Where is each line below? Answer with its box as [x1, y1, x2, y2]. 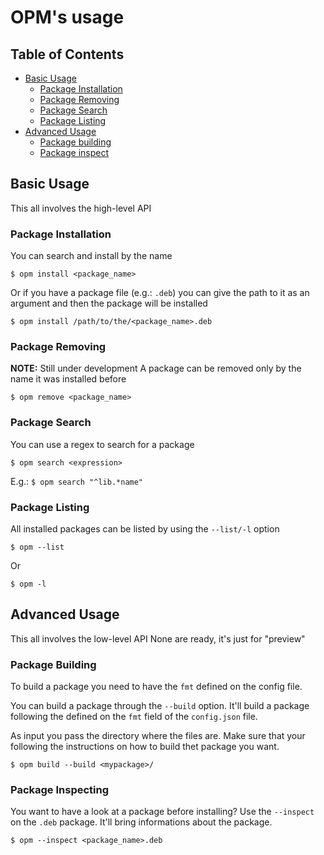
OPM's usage [10, 6, 125, 29]
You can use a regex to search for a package [10, 438, 195, 450]
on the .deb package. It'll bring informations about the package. [10, 816, 273, 828]
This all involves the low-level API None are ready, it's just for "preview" [10, 632, 306, 645]
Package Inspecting [10, 783, 110, 797]
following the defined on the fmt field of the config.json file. [10, 711, 258, 723]
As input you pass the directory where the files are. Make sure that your [10, 730, 306, 742]
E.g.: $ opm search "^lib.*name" [10, 475, 144, 487]
